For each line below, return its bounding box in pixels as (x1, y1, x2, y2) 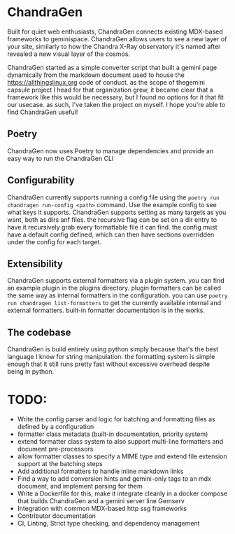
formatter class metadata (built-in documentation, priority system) (17, 430, 208, 438)
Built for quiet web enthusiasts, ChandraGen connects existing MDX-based (7, 27, 224, 36)
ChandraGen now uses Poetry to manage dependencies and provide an (7, 146, 214, 155)
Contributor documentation (17, 512, 97, 520)
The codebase (7, 326, 71, 338)
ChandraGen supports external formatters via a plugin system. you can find (7, 276, 225, 285)
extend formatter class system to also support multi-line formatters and (17, 437, 224, 446)
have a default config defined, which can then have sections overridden (7, 230, 215, 239)
